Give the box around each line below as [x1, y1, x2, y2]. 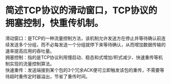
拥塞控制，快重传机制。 [5, 17, 104, 29]
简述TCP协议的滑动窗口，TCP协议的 [5, 5, 158, 16]
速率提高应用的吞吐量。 [5, 48, 54, 54]
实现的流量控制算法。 [9, 61, 54, 67]
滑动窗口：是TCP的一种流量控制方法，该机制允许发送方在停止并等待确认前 [5, 35, 161, 41]
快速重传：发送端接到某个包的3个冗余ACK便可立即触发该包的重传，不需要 [5, 67, 160, 73]
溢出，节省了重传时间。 [40, 73, 90, 79]
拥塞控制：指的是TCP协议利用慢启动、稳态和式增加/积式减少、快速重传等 [5, 54, 159, 60]
